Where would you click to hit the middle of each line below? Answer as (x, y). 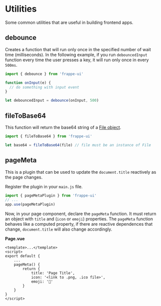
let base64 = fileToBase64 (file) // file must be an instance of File (78, 145)
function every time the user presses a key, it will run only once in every (77, 60)
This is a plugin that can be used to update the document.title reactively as (81, 172)
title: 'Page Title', (53, 273)
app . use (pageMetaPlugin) (30, 205)
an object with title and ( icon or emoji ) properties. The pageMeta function (79, 219)
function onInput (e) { (28, 83)
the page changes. (24, 177)
